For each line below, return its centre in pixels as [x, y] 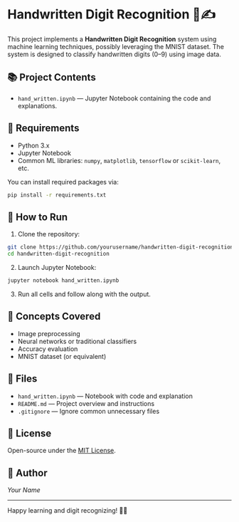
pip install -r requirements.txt [57, 195]
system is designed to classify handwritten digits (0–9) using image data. [115, 54]
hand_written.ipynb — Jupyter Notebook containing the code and [114, 98]
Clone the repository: [49, 234]
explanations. [37, 105]
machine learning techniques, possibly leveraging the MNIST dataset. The [116, 46]
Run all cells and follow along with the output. [84, 294]
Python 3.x [33, 145]
